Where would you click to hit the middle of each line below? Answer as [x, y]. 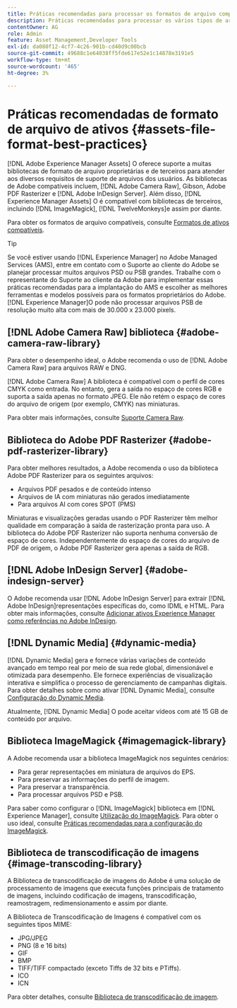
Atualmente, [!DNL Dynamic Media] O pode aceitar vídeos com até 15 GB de [118, 711]
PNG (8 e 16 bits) [42, 946]
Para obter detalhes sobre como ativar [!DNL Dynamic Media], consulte [111, 690]
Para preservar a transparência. [63, 787]
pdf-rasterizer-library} [58, 451]
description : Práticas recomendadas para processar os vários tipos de [115, 20]
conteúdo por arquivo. [39, 719]
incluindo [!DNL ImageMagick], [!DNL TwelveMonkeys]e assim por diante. [115, 209]
